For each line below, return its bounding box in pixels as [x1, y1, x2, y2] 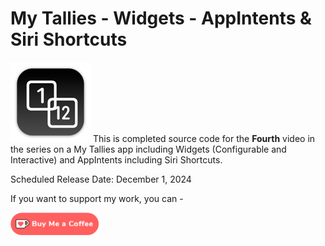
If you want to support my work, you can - [10, 192, 184, 204]
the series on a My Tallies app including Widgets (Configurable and [10, 143, 287, 155]
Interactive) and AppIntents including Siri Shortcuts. [10, 153, 223, 166]
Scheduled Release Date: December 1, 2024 [10, 173, 192, 185]
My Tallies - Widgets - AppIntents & [10, 7, 312, 30]
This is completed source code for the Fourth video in [92, 132, 316, 144]
